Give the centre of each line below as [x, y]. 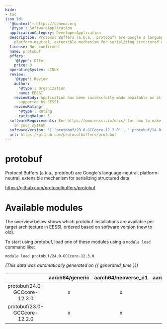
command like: [20, 247]
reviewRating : [29, 107]
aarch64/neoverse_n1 [121, 278]
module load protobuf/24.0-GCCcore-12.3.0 [50, 256]
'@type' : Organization [42, 88]
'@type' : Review [31, 79]
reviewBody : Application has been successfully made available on [84, 97]
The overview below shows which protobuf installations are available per [80, 222]
